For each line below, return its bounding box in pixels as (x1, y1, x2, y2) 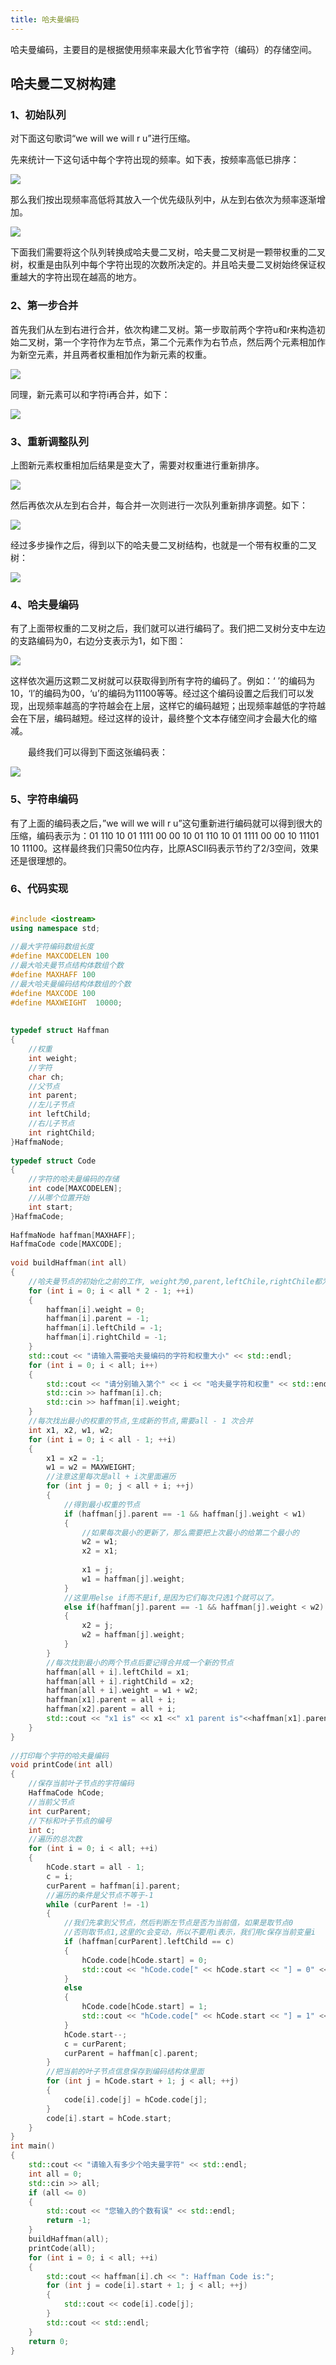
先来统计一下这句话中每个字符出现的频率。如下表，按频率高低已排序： (10, 154, 300, 166)
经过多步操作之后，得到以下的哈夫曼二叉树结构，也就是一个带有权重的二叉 (10, 539, 317, 551)
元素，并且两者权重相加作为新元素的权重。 (36, 348, 212, 360)
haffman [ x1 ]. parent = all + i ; (46, 1695, 177, 1705)
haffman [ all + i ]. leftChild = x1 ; (46, 1667, 190, 1677)
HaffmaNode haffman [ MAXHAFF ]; (10, 1230, 137, 1240)
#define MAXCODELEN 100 (10, 951, 110, 961)
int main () (10, 2141, 56, 2151)
